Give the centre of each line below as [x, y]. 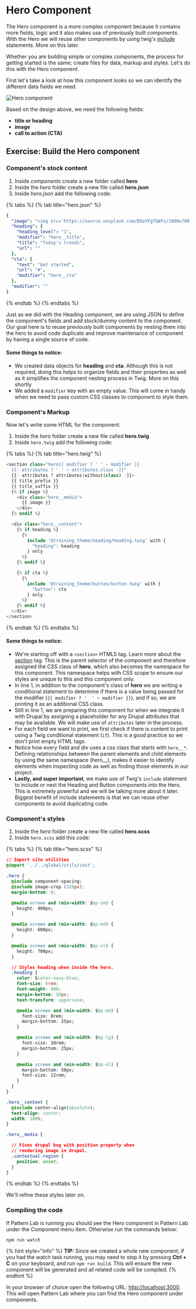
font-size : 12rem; [44, 1075]
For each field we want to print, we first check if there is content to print [101, 729]
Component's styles [36, 819]
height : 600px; [35, 930]
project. [24, 773]
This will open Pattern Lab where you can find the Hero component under [95, 1293]
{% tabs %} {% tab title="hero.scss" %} [54, 849]
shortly [23, 384]
